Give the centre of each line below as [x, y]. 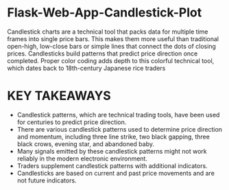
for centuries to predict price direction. [72, 122]
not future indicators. [47, 180]
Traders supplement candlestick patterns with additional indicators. [112, 165]
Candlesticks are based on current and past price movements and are [116, 173]
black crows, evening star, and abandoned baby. [86, 144]
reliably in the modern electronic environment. [82, 158]
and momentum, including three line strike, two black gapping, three [113, 136]
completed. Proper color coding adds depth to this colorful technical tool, [111, 60]
